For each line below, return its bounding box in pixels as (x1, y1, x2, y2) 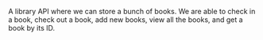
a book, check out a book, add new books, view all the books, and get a (8, 15, 244, 24)
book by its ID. (8, 24, 56, 32)
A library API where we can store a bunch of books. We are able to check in (8, 7, 256, 16)
